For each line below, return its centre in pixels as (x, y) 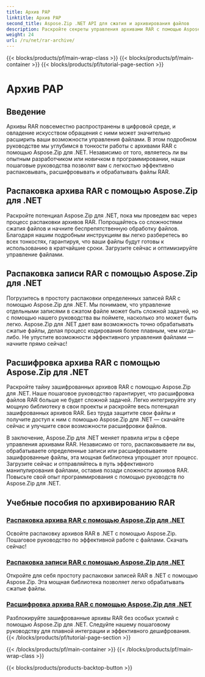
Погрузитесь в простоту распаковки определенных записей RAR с (94, 298)
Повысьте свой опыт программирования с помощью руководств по (95, 477)
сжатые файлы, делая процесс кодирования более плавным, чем (92, 331)
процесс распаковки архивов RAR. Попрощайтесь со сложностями (95, 222)
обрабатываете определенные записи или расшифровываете (87, 451)
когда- (188, 331)
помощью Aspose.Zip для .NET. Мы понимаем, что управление (89, 304)
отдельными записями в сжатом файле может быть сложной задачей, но (103, 311)
